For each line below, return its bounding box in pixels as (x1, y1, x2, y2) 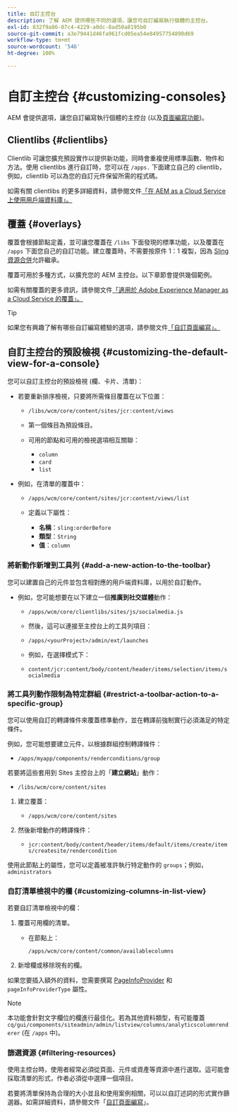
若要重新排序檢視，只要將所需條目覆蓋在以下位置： (17, 392, 166, 401)
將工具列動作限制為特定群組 (7, 690, 102, 700)
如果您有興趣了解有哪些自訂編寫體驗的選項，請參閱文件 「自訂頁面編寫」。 (7, 323, 221, 332)
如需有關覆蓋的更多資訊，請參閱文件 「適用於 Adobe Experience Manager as (7, 285, 229, 294)
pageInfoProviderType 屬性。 (7, 985, 92, 994)
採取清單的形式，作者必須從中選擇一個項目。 (7, 1074, 138, 1083)
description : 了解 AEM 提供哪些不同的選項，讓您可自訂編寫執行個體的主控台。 (7, 17, 212, 24)
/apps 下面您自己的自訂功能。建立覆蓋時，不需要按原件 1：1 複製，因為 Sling (7, 247, 229, 255)
